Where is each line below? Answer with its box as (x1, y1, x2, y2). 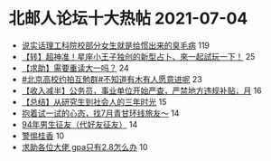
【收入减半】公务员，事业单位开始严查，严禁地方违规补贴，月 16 (21, 85, 263, 96)
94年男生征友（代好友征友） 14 (21, 118, 138, 129)
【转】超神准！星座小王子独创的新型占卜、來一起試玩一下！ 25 (21, 51, 256, 62)
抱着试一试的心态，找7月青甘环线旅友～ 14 (21, 108, 180, 118)
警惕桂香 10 (21, 130, 65, 141)
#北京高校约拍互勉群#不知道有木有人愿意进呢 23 (21, 73, 202, 84)
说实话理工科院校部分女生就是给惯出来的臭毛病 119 (21, 40, 210, 51)
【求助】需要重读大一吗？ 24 (21, 62, 130, 73)
